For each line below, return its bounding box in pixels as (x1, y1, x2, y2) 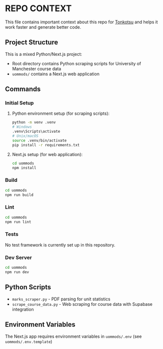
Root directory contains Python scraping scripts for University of (12, 60, 142, 66)
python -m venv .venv (12, 120, 56, 125)
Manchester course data (12, 66, 62, 71)
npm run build (5, 192, 34, 197)
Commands (5, 85, 41, 93)
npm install (12, 165, 36, 170)
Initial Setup (5, 100, 34, 106)
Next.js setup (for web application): (12, 151, 83, 157)
